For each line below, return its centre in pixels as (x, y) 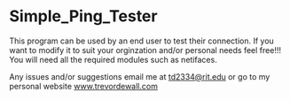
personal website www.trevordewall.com (83, 86)
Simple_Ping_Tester (83, 16)
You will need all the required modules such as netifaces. (113, 59)
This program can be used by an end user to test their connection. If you (142, 41)
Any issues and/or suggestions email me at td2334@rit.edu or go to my (140, 76)
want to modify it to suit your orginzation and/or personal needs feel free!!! (145, 50)
